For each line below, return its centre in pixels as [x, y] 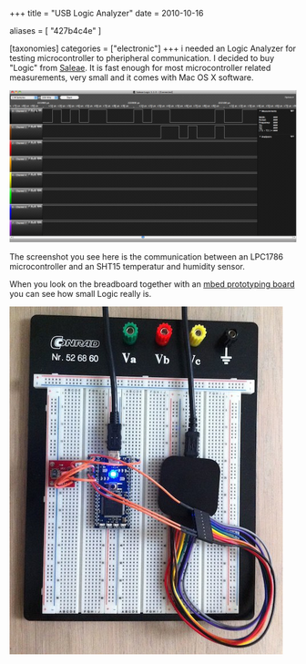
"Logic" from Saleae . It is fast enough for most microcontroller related [140, 68]
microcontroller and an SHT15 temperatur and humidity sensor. [127, 266]
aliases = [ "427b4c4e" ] [56, 31]
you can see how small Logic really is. [81, 293]
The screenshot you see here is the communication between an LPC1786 [147, 256]
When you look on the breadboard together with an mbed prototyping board [152, 284]
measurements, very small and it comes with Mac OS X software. [132, 77]
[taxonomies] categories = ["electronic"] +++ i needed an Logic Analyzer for [153, 48]
